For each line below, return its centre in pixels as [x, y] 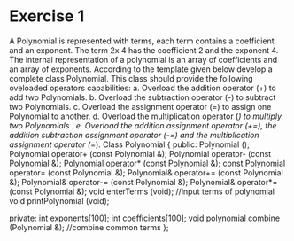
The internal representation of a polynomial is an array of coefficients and [143, 59]
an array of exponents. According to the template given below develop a [141, 69]
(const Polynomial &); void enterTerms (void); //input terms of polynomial [142, 191]
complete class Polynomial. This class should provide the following [132, 78]
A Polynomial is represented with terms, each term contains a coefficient [142, 41]
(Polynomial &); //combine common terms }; [89, 227]
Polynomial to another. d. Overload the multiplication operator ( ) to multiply [145, 116]
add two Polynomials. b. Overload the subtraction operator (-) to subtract [143, 97]
